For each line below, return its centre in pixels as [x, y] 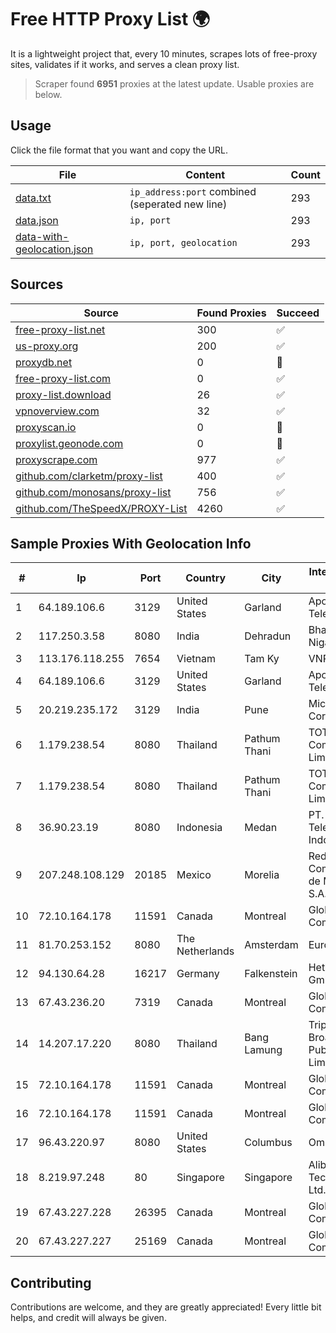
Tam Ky [262, 659]
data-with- [42, 236]
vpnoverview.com [57, 411]
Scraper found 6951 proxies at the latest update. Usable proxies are [174, 83]
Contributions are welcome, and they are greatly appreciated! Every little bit [166, 1307]
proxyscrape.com [56, 459]
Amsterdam [271, 945]
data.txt [33, 198]
